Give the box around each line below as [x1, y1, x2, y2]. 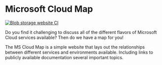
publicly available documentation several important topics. [5, 54, 124, 60]
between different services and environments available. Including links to [5, 49, 154, 55]
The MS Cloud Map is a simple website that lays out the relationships [5, 44, 145, 50]
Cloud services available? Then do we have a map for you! [5, 34, 124, 40]
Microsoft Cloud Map [5, 3, 93, 15]
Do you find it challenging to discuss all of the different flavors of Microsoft [5, 29, 157, 35]
